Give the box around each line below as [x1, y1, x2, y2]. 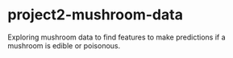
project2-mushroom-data [7, 6, 183, 24]
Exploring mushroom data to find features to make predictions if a [7, 32, 227, 42]
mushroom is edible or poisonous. [7, 40, 121, 50]
